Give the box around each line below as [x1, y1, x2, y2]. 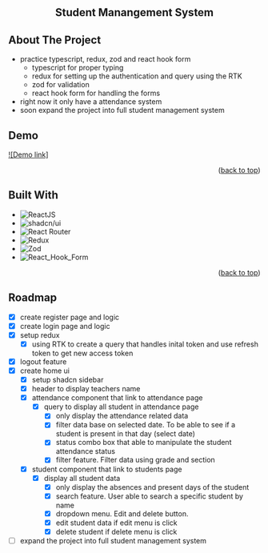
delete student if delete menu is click [55, 527, 178, 536]
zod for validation [31, 80, 90, 90]
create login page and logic [19, 321, 110, 331]
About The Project [8, 33, 102, 46]
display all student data [43, 473, 121, 483]
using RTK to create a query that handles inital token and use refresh [31, 339, 258, 349]
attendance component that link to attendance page [31, 393, 203, 403]
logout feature [19, 356, 67, 367]
